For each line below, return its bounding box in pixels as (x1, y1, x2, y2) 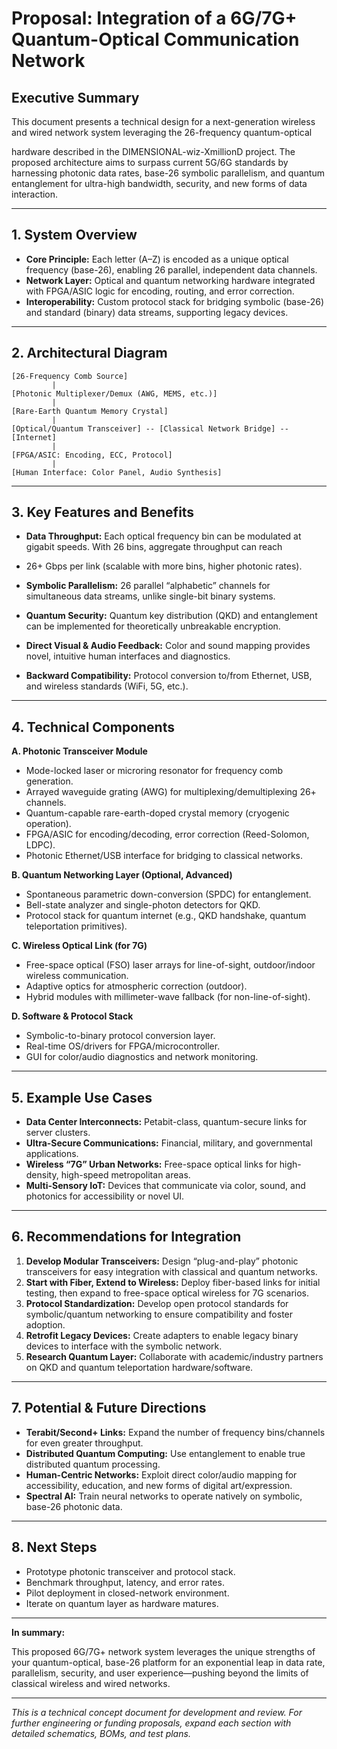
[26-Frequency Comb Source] (11, 371, 129, 381)
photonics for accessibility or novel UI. (25, 1190, 185, 1202)
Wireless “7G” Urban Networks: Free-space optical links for (25, 1158, 278, 1171)
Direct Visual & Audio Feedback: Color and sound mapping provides (25, 640, 311, 652)
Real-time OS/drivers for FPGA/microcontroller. (25, 1040, 221, 1052)
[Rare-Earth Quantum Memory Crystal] (11, 406, 169, 416)
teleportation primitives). (25, 920, 128, 932)
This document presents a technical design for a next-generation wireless (11, 116, 316, 127)
